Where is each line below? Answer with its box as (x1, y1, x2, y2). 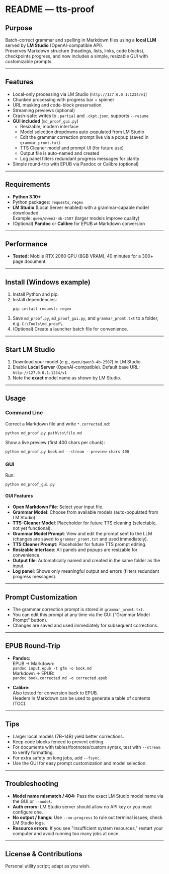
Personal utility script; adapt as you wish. (5, 863, 91, 869)
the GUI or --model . (12, 798, 53, 804)
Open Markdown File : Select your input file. (12, 504, 104, 510)
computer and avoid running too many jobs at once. (12, 830, 120, 836)
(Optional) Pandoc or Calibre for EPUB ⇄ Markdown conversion (12, 221, 145, 227)
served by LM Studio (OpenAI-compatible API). (5, 42, 104, 48)
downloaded (12, 209, 39, 215)
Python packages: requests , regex (12, 199, 83, 205)
